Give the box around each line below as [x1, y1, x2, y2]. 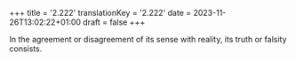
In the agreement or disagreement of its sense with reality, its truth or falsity [9, 34, 287, 44]
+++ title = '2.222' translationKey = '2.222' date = [9, 8, 192, 18]
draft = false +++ [83, 17, 146, 27]
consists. [9, 43, 43, 54]
